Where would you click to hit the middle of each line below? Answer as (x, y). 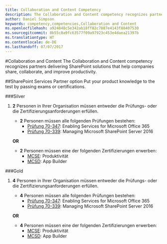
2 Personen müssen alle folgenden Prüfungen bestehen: (78, 121)
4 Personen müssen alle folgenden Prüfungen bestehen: (78, 195)
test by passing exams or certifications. (45, 86)
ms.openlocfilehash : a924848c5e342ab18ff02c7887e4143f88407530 (72, 28)
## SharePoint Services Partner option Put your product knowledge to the (80, 81)
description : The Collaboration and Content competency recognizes (77, 14)
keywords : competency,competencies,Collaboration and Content (71, 24)
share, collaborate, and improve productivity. (51, 71)
